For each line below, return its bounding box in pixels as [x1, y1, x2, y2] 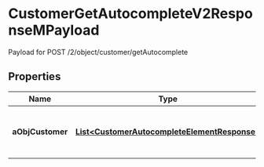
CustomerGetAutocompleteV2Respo [8, 5, 253, 23]
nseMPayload [8, 21, 100, 39]
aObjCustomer [12, 126, 68, 137]
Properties [8, 70, 61, 83]
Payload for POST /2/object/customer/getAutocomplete [8, 47, 189, 56]
